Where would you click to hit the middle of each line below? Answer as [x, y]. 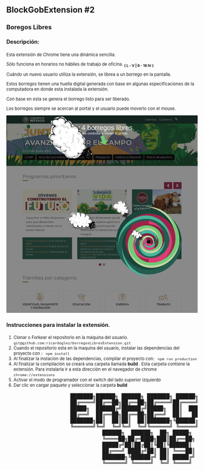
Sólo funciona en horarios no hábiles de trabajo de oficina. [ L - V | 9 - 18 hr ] [80, 64]
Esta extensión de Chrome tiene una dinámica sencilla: [61, 55]
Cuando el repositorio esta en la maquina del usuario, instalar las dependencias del [97, 348]
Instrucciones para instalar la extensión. [58, 324]
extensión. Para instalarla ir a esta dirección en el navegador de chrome [85, 369]
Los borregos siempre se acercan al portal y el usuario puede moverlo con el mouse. [91, 109]
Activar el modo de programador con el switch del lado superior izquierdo [87, 380]
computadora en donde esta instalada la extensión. [58, 89]
